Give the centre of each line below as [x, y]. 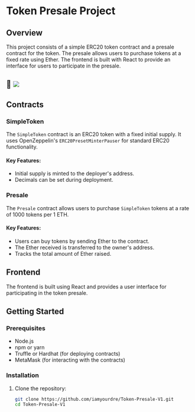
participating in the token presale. [47, 293]
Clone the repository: [40, 388]
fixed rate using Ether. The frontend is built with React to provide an [88, 59]
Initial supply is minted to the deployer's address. [74, 173]
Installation [23, 375]
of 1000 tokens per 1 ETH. [38, 214]
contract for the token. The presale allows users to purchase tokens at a [94, 53]
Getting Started [35, 311]
